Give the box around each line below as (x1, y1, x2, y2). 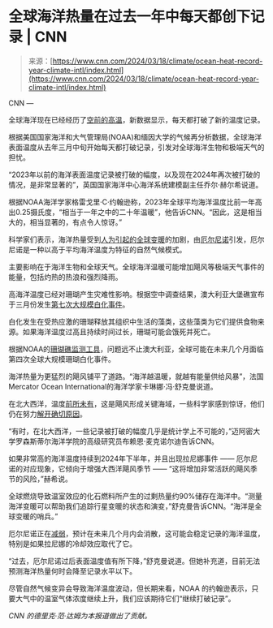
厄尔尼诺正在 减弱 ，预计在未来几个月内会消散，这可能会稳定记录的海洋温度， (8, 528, 265, 538)
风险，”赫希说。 (22, 474, 73, 484)
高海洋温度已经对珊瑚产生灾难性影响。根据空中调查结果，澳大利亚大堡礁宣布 (8, 289, 265, 299)
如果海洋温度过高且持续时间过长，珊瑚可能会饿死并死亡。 (22, 326, 215, 337)
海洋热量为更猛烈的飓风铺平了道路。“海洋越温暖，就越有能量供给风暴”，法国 (8, 371, 264, 381)
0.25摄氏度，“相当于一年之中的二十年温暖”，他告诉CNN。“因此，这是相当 (15, 207, 262, 217)
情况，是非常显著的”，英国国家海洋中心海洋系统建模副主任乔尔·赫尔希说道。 (8, 179, 263, 189)
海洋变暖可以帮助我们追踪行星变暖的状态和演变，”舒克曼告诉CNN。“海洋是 (8, 501, 255, 511)
